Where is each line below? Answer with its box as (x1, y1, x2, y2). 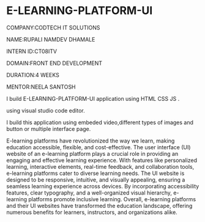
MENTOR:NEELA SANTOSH (6, 83, 76, 91)
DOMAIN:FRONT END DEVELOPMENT (6, 59, 103, 67)
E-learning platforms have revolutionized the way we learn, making (6, 137, 175, 144)
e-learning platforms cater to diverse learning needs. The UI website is (6, 169, 185, 177)
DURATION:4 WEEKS (6, 71, 59, 78)
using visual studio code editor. (6, 106, 85, 114)
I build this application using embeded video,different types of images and (6, 119, 194, 126)
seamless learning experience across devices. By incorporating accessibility (6, 182, 199, 190)
